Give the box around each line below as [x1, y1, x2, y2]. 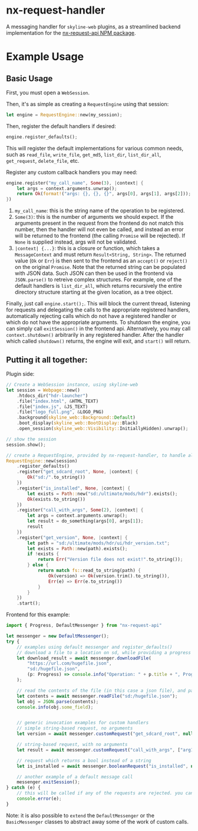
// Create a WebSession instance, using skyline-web [6, 382, 138, 387]
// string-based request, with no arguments [16, 741, 128, 747]
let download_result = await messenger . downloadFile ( [16, 655, 151, 661]
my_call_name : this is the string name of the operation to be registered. [14, 207, 185, 214]
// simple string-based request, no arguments [16, 725, 133, 731]
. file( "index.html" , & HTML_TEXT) [16, 398, 99, 404]
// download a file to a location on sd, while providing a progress [16, 649, 192, 655]
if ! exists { [27, 551, 60, 557]
